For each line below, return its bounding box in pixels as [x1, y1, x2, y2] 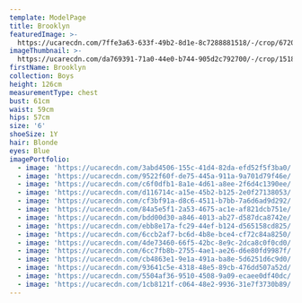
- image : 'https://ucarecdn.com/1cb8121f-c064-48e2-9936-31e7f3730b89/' [17, 280, 296, 289]
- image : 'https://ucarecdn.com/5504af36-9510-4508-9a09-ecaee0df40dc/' [17, 272, 296, 281]
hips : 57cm [9, 113, 50, 122]
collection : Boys [9, 72, 75, 81]
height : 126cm [9, 80, 63, 89]
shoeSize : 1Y [9, 130, 58, 139]
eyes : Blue [9, 146, 50, 155]
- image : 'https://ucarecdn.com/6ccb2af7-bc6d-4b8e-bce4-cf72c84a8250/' [17, 229, 296, 238]
